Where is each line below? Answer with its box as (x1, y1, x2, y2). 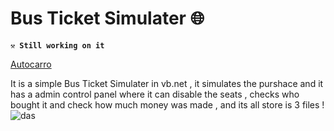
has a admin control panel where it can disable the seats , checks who (10, 88, 300, 100)
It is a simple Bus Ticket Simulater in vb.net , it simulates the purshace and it (10, 77, 324, 89)
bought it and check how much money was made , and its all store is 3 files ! (10, 98, 325, 111)
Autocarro (10, 58, 52, 70)
